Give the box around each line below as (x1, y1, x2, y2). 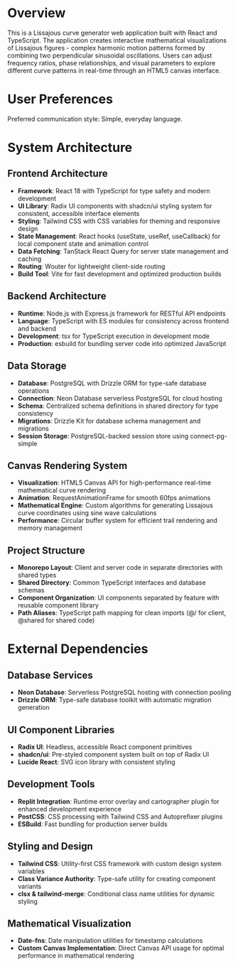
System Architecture (7, 140, 133, 156)
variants (17, 882, 42, 890)
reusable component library (17, 601, 99, 610)
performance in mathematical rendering (17, 951, 135, 960)
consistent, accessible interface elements (17, 209, 140, 217)
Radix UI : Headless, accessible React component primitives (17, 742, 193, 751)
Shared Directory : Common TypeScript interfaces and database (17, 578, 206, 587)
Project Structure (7, 544, 85, 556)
